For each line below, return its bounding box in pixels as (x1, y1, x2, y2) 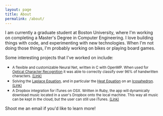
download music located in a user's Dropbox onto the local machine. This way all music (12, 93, 159, 98)
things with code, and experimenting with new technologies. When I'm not (5, 40, 154, 46)
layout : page (5, 7, 32, 12)
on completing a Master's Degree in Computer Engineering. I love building (5, 35, 153, 41)
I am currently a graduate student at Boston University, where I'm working (5, 30, 153, 36)
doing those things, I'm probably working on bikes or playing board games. (5, 45, 156, 51)
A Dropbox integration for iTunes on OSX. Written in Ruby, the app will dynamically (12, 89, 150, 93)
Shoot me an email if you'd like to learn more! (5, 106, 96, 112)
